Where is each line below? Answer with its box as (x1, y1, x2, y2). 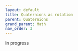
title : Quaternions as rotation (5, 12, 73, 17)
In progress (5, 40, 29, 46)
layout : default (5, 7, 39, 13)
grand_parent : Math (5, 21, 46, 27)
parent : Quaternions (5, 17, 49, 22)
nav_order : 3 (5, 26, 33, 31)
